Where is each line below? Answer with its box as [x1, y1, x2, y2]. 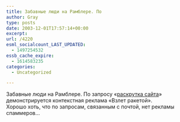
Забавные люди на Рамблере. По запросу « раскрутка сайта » [6, 91, 162, 98]
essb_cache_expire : [6, 53, 54, 59]
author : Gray [6, 14, 38, 20]
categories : [6, 63, 36, 70]
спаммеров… [6, 110, 40, 117]
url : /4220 [6, 36, 33, 42]
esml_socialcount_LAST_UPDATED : [6, 42, 86, 48]
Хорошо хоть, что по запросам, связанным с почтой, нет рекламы [6, 103, 175, 110]
